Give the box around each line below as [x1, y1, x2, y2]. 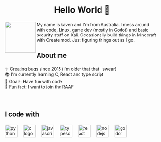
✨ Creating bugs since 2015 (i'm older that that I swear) [5, 66, 117, 72]
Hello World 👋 [54, 4, 110, 16]
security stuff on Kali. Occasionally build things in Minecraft [36, 32, 156, 38]
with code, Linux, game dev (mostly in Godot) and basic [36, 27, 149, 33]
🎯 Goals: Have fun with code [5, 79, 62, 85]
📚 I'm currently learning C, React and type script [5, 71, 104, 77]
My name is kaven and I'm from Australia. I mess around [36, 22, 150, 28]
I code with [5, 110, 40, 118]
